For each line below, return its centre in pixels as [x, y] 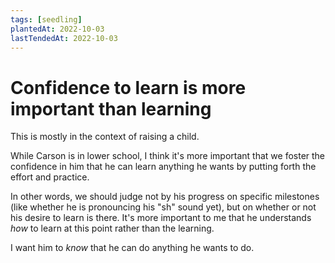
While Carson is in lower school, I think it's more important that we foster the [168, 156]
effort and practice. [50, 177]
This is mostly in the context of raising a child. [105, 137]
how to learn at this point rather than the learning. [112, 228]
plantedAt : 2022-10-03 [57, 29]
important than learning [111, 108]
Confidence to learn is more [128, 87]
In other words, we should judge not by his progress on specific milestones [165, 197]
